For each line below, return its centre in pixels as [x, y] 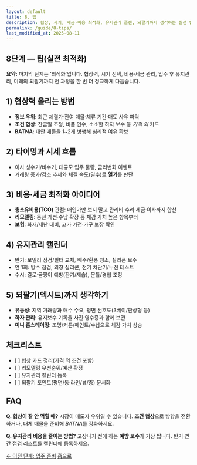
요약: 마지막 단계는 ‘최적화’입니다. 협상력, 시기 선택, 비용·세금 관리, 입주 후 [90, 73]
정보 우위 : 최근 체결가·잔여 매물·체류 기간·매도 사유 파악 [77, 117]
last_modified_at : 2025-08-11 [43, 33]
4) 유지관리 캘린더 [37, 245]
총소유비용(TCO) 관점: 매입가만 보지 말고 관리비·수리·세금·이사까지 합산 [96, 210]
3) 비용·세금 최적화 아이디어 [53, 194]
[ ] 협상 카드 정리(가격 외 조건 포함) [54, 360]
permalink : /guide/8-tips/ [39, 28]
